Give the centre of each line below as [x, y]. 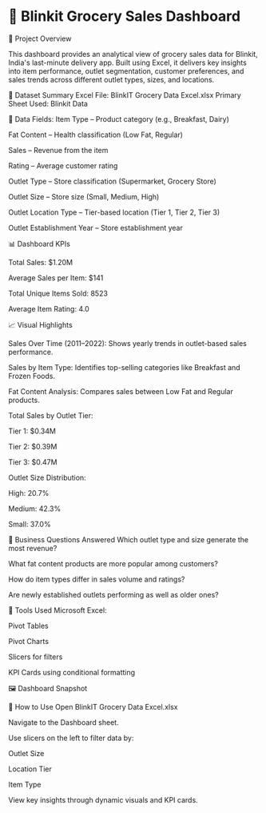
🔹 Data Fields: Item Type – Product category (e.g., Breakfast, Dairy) [119, 119]
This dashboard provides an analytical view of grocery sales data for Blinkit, [133, 54]
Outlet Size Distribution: [47, 477]
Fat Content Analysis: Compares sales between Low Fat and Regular [121, 391]
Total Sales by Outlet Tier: [51, 415]
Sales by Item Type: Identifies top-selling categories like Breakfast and [125, 367]
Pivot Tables [29, 626]
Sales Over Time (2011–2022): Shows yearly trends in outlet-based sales [128, 343]
